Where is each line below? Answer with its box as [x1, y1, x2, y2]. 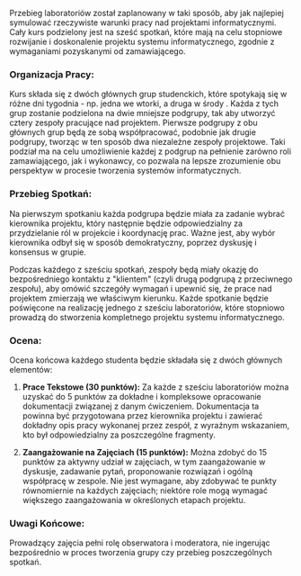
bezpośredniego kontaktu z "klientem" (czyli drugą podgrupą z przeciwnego [9, 274, 293, 284]
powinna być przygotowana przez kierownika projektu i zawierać [22, 409, 263, 421]
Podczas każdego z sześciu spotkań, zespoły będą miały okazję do [9, 264, 259, 274]
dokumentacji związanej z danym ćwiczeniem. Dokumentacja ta [22, 400, 260, 411]
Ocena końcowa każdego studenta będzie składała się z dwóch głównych [9, 355, 283, 365]
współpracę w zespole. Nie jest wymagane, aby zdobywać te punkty [22, 475, 277, 486]
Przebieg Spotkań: [9, 188, 93, 201]
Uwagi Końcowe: [9, 517, 85, 529]
